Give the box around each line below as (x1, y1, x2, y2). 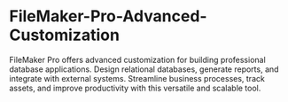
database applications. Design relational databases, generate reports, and (9, 64, 279, 75)
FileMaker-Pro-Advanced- (9, 6, 207, 27)
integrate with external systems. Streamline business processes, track (9, 73, 266, 83)
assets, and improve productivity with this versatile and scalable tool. (9, 82, 261, 93)
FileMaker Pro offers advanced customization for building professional (9, 54, 266, 65)
